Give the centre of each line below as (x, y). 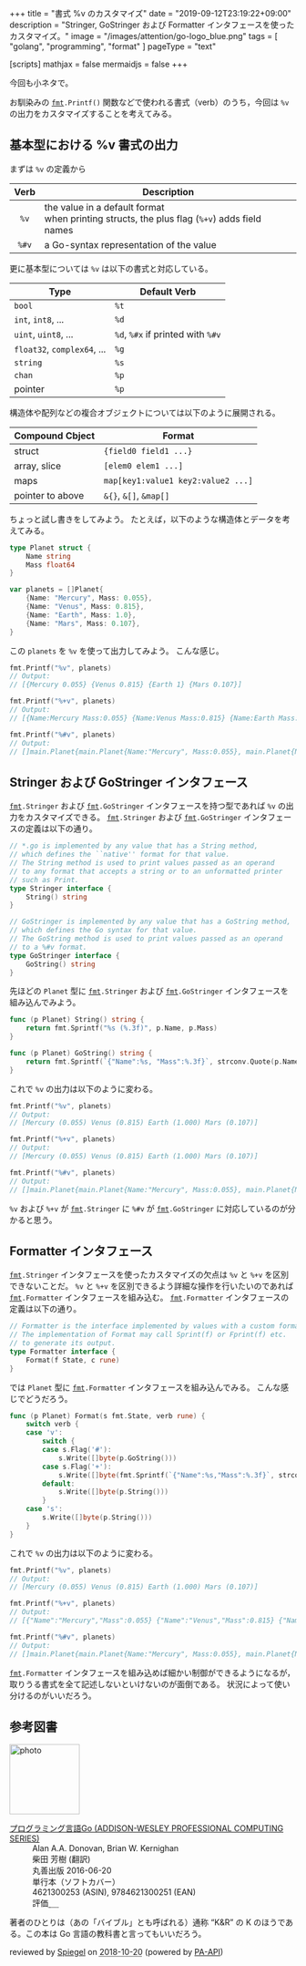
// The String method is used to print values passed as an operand (142, 863)
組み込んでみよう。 (45, 1003)
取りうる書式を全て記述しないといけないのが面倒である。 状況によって (142, 1683)
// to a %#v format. (49, 947)
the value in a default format (104, 207)
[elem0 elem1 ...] (143, 466)
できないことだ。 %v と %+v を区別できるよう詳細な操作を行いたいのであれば (152, 1286)
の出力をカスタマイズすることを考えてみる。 (93, 113)
